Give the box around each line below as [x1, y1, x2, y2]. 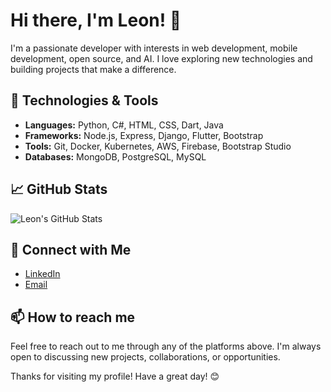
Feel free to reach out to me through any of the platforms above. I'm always [10, 340, 322, 353]
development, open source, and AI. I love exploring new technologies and [10, 52, 313, 64]
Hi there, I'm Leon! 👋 [10, 9, 182, 32]
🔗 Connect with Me [10, 241, 132, 258]
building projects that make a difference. [10, 63, 177, 75]
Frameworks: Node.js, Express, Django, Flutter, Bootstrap [24, 129, 264, 141]
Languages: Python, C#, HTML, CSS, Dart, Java [24, 119, 224, 131]
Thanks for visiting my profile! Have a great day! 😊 [10, 370, 220, 383]
